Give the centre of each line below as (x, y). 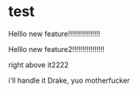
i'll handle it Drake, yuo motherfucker (69, 80)
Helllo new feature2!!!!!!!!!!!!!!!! (57, 49)
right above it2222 (39, 65)
